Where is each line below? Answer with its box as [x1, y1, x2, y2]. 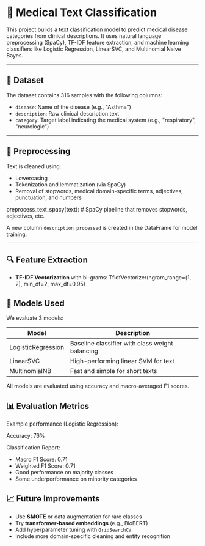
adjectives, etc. [6, 212, 45, 220]
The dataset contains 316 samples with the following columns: [6, 91, 163, 98]
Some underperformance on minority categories [15, 475, 137, 482]
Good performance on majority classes [15, 469, 114, 476]
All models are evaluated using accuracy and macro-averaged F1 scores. [6, 382, 190, 390]
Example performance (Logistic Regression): [6, 420, 119, 427]
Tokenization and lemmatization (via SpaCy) [15, 180, 126, 188]
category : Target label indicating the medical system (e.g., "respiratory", [15, 116, 196, 124]
